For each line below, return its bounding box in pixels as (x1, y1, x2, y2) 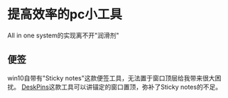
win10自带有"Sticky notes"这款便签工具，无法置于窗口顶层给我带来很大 (7, 73, 215, 82)
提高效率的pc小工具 (7, 6, 123, 23)
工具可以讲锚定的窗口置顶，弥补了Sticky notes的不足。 (61, 82, 222, 91)
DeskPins (21, 82, 50, 91)
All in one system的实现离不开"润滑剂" (7, 31, 119, 39)
